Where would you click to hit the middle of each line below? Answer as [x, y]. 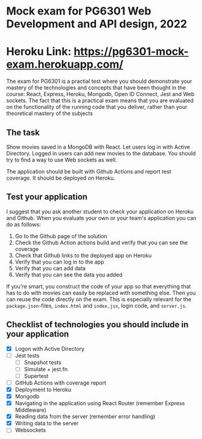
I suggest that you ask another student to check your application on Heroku [100, 211]
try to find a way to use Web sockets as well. [62, 160]
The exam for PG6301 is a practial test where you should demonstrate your [99, 81]
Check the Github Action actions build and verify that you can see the [101, 242]
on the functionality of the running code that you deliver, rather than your [97, 107]
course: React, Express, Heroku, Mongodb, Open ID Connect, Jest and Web [100, 94]
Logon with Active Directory [50, 348]
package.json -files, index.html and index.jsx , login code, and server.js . [96, 305]
